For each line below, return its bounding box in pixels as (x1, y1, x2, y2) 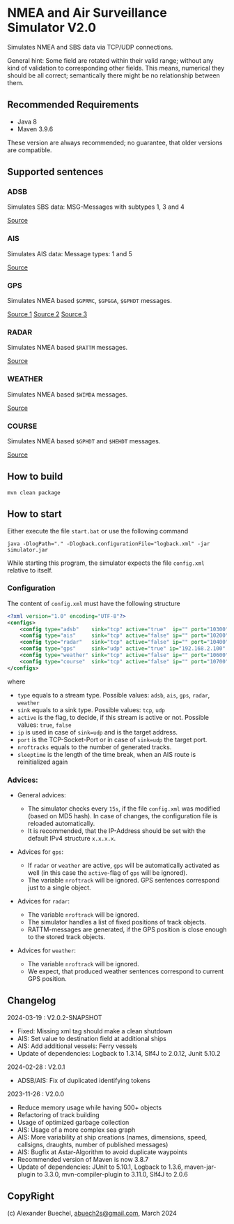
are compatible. (7, 145, 52, 154)
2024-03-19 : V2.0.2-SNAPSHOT (7, 1013, 102, 1022)
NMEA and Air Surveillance (7, 5, 167, 21)
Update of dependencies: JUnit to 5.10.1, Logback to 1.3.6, (17, 1163, 183, 1171)
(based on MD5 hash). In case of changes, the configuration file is (27, 812, 218, 820)
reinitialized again (17, 758, 68, 766)
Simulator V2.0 (7, 20, 96, 36)
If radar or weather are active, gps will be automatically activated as (27, 861, 220, 870)
